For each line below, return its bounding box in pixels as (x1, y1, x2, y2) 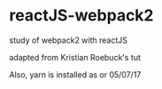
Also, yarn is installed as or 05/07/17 (9, 69, 142, 80)
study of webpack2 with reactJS (9, 35, 128, 45)
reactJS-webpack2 (9, 5, 154, 26)
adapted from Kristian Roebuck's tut (9, 52, 142, 62)
